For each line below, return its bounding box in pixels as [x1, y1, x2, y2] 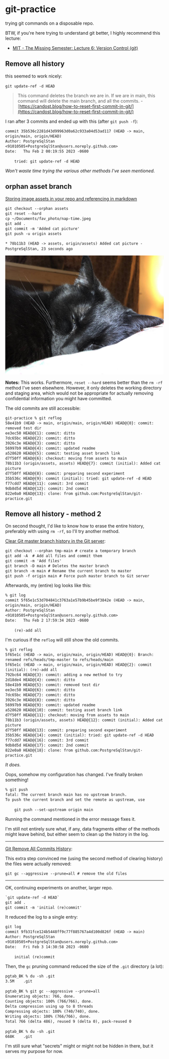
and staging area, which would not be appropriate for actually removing [5, 390, 153, 396]
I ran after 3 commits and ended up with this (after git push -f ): [5, 118, 138, 124]
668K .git [5, 1034, 33, 1039]
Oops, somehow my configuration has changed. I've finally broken [5, 772, 143, 778]
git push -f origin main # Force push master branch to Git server [5, 574, 150, 579]
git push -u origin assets [5, 231, 62, 236]
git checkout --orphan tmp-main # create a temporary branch [5, 549, 136, 554]
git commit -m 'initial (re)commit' [5, 905, 82, 911]
